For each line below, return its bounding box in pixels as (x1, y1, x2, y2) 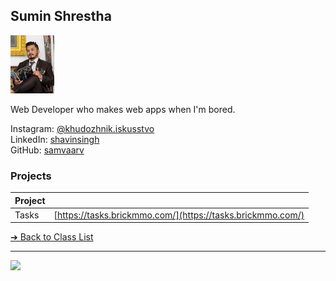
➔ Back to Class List (10, 231, 94, 243)
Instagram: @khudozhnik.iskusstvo (10, 122, 155, 134)
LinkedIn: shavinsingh (10, 133, 100, 145)
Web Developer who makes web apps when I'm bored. (10, 103, 236, 115)
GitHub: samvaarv (10, 144, 85, 156)
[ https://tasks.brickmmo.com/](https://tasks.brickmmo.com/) (53, 209, 305, 221)
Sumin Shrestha (10, 8, 112, 25)
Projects (10, 169, 52, 183)
